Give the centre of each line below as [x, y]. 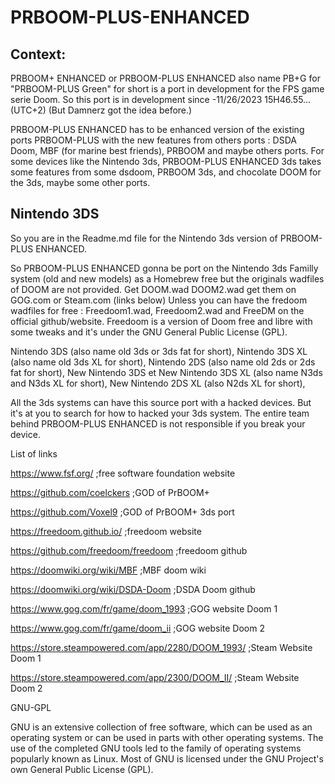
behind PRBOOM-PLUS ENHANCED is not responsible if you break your [158, 423]
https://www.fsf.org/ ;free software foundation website [123, 473]
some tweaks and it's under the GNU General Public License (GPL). [149, 332]
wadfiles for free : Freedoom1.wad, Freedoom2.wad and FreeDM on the [157, 310]
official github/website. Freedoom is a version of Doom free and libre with [161, 321]
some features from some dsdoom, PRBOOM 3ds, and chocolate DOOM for [166, 172]
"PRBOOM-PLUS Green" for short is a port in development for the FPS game [167, 89]
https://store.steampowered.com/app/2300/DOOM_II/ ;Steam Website [155, 677]
